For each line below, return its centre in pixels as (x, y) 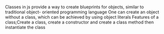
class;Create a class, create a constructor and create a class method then (80, 22)
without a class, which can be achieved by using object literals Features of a (82, 17)
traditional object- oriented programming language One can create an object (82, 12)
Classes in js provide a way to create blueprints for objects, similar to (75, 7)
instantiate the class (25, 27)
